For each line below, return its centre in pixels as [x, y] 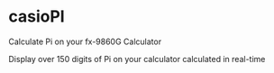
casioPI [37, 17]
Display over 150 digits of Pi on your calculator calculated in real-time [137, 59]
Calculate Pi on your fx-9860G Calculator [85, 41]
